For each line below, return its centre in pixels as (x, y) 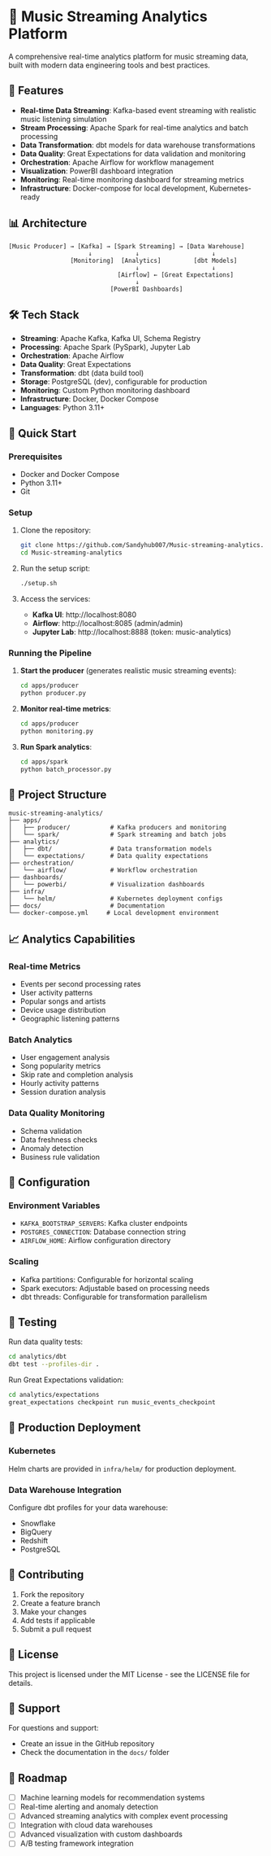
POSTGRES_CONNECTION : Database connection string (103, 1232)
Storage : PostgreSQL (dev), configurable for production (114, 382)
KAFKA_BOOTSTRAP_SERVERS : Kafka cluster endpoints (104, 1223)
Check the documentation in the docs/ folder (95, 1753)
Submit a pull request (56, 1629)
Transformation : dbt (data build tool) (82, 373)
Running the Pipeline (50, 653)
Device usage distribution (63, 1010)
